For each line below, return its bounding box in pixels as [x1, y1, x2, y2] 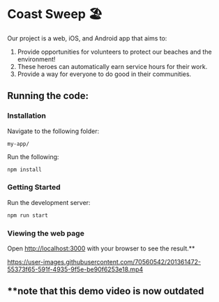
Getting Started [7, 183, 61, 192]
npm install [7, 166, 42, 173]
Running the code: [7, 90, 89, 102]
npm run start [7, 211, 49, 219]
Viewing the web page [7, 228, 85, 238]
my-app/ [7, 140, 30, 147]
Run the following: [7, 152, 59, 161]
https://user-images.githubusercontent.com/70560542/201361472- [7, 257, 201, 266]
